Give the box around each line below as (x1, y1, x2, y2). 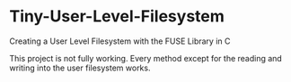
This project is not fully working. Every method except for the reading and (9, 53, 283, 63)
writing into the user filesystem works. (9, 62, 151, 73)
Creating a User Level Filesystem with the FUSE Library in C (9, 36, 231, 46)
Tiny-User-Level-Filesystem (9, 6, 225, 27)
